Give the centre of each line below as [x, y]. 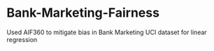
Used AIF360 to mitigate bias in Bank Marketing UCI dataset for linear [107, 32]
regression [22, 39]
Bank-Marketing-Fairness [83, 13]
